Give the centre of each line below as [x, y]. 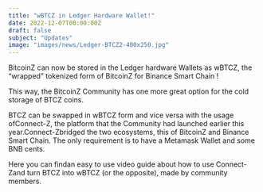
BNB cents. [27, 149]
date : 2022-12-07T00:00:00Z [55, 23]
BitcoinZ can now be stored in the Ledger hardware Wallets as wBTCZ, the [130, 67]
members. [25, 181]
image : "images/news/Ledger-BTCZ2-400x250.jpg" [89, 45]
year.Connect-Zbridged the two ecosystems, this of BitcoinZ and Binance [129, 132]
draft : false [30, 30]
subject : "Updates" [41, 38]
